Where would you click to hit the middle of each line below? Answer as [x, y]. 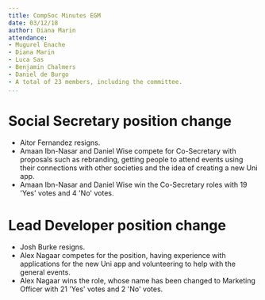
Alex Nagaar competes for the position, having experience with [123, 256]
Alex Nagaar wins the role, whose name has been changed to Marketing [138, 281]
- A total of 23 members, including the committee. [95, 82]
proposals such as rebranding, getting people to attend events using [131, 160]
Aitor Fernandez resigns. [60, 142]
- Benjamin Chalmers [42, 67]
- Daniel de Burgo [38, 74]
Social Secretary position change [120, 121]
